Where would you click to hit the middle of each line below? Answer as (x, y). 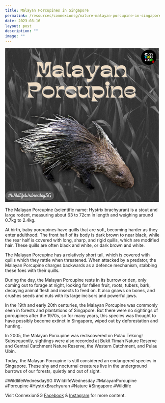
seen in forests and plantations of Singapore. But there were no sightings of (82, 310)
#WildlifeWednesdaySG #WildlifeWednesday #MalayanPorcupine (71, 381)
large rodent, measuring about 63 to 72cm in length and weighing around (79, 215)
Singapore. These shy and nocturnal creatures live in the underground (76, 366)
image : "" (15, 36)
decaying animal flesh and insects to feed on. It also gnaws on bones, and (80, 291)
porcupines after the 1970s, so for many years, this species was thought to (81, 316)
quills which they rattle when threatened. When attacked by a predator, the (81, 260)
